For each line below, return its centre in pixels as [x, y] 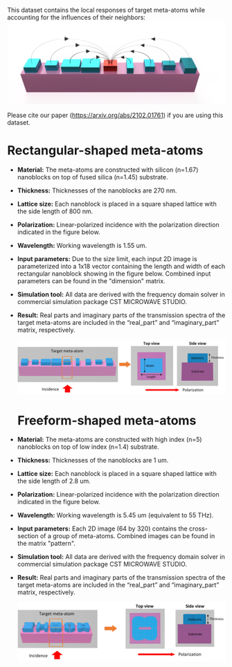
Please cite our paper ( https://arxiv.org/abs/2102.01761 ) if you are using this [115, 115]
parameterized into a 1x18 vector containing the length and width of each [121, 266]
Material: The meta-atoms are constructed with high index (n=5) [109, 440]
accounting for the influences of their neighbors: [76, 17]
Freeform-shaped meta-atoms [107, 420]
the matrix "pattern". [46, 544]
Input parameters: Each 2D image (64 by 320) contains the [102, 528]
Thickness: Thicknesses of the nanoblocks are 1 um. [93, 461]
